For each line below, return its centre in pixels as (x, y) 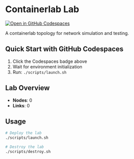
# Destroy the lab (25, 147)
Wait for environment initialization (47, 66)
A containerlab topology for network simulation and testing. (67, 33)
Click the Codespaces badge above (50, 61)
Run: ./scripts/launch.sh (39, 72)
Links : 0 (21, 105)
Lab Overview (28, 88)
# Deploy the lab (24, 133)
